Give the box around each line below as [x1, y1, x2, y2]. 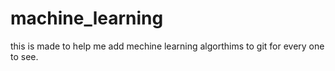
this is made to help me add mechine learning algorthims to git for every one [10, 40, 325, 52]
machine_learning [10, 7, 164, 30]
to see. [10, 50, 39, 62]
